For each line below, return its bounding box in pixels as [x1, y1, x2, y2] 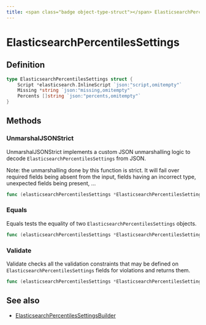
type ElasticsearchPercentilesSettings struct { [6, 76, 133, 82]
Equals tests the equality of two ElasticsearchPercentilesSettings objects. [6, 220, 197, 227]
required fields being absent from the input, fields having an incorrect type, [6, 173, 196, 180]
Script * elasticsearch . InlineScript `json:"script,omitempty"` [17, 82, 183, 88]
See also [6, 296, 40, 306]
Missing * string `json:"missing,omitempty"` [17, 87, 133, 94]
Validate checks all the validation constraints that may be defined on [6, 260, 179, 267]
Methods [6, 116, 42, 126]
